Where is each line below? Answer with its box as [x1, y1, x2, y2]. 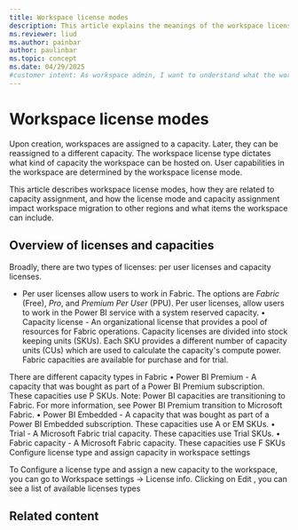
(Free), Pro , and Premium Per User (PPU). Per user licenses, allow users [21, 297, 286, 308]
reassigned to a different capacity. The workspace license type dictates [9, 147, 271, 158]
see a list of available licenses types [9, 483, 141, 494]
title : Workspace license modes [9, 12, 129, 22]
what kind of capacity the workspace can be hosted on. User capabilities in [9, 157, 286, 168]
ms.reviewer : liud [9, 29, 77, 38]
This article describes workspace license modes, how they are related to [9, 184, 275, 194]
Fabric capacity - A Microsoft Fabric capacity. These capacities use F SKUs [9, 437, 286, 448]
